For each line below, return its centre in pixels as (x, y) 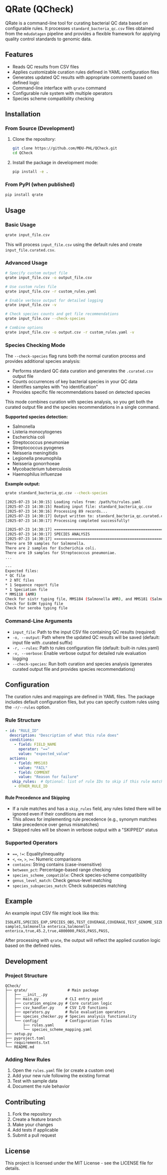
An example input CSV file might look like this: (52, 913)
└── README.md (20, 1047)
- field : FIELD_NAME (35, 745)
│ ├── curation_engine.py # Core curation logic (59, 1004)
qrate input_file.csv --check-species (45, 319)
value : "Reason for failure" (48, 777)
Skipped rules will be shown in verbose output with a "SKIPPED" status (85, 830)
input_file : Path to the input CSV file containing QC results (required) (84, 632)
